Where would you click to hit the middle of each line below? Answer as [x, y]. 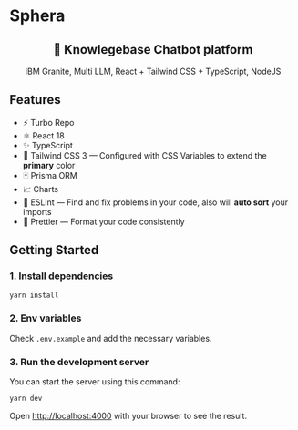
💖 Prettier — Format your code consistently [103, 221]
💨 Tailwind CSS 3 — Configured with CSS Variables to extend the [144, 155]
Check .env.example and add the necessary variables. [111, 338]
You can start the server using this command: [95, 381]
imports [37, 211]
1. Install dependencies [62, 276]
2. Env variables [46, 318]
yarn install [34, 295]
